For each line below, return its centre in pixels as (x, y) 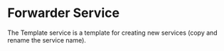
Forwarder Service (63, 13)
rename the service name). (47, 40)
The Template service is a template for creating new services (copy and (113, 33)
